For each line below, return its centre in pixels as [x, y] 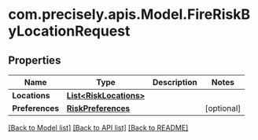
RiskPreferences [98, 108]
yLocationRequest [69, 31]
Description [175, 82]
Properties [35, 60]
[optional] [223, 108]
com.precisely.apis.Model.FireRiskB [129, 15]
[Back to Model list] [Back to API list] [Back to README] [98, 128]
